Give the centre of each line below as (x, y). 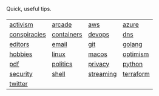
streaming (102, 74)
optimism (136, 54)
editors (19, 44)
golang (132, 44)
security (21, 74)
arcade (62, 24)
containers (67, 34)
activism (21, 24)
